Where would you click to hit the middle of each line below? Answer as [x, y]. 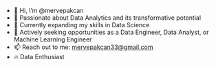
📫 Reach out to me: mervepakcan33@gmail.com [83, 47]
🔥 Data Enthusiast [39, 57]
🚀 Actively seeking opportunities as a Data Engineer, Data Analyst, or [111, 32]
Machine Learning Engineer [53, 39]
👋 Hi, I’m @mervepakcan [48, 11]
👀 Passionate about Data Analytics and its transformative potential [107, 18]
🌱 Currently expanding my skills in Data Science [82, 25]
